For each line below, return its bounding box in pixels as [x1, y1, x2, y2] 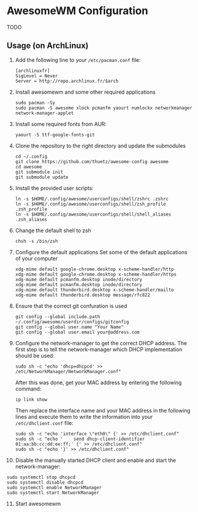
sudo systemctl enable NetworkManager [6, 484, 102, 490]
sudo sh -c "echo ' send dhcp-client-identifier [15, 436, 145, 442]
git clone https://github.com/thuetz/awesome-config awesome [15, 158, 169, 164]
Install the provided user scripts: [15, 184, 94, 191]
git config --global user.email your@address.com [15, 329, 140, 335]
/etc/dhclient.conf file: [15, 419, 74, 427]
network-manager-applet [15, 110, 74, 116]
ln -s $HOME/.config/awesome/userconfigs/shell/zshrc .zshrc [15, 196, 169, 202]
